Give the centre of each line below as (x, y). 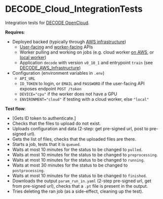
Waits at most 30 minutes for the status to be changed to (70, 165)
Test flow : (16, 109)
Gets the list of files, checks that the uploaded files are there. (74, 139)
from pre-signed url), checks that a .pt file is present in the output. (80, 186)
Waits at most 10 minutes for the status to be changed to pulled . (77, 149)
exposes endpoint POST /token (50, 88)
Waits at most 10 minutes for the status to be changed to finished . (80, 175)
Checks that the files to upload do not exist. (56, 123)
